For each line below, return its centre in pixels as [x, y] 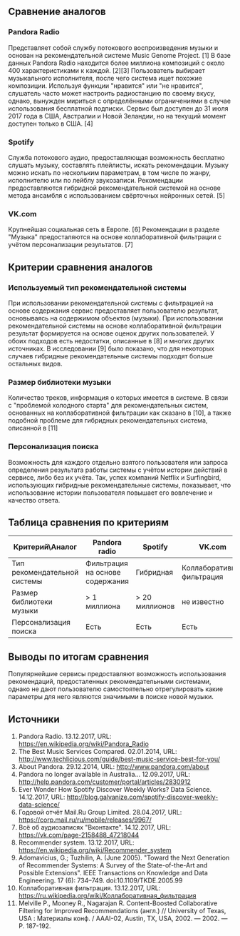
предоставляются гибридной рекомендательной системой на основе [115, 188]
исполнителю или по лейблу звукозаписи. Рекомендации [96, 180]
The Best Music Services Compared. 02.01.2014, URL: [98, 751]
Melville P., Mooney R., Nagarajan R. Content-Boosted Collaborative [118, 903]
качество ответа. [34, 500]
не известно [203, 602]
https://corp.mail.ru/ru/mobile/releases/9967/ [85, 820]
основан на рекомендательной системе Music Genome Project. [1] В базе [119, 55]
